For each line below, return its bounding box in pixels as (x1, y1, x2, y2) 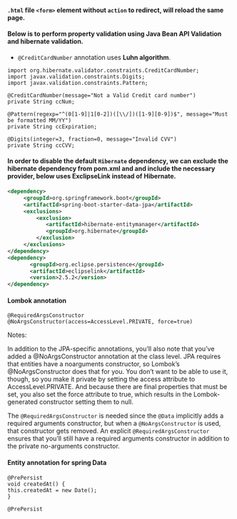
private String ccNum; (7, 98, 75, 105)
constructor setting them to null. (39, 398, 133, 406)
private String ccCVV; (7, 141, 75, 149)
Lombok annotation (7, 296, 66, 305)
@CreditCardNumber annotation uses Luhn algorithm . (17, 53, 171, 61)
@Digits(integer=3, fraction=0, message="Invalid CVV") (7, 136, 177, 143)
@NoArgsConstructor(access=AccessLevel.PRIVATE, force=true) (7, 318, 193, 326)
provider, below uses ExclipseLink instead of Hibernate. (7, 172, 176, 181)
